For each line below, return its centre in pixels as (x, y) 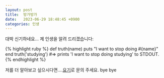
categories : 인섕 (22, 24)
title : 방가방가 (21, 15)
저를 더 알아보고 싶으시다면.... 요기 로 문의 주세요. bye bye (61, 70)
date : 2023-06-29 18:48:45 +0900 (43, 19)
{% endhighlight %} (26, 60)
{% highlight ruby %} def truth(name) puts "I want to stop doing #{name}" (82, 49)
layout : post (19, 10)
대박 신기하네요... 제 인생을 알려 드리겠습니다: (50, 39)
